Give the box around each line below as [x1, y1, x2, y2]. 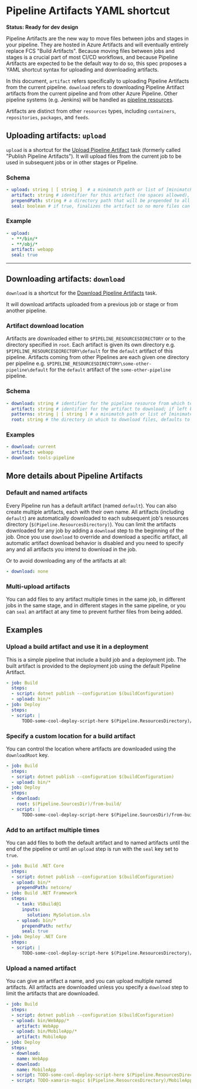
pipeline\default [6, 367, 49, 373]
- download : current [6, 444, 57, 450]
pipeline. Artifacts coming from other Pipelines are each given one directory [6, 354, 189, 361]
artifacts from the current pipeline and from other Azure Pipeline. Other [6, 90, 178, 97]
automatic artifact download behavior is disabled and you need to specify [6, 539, 184, 546]
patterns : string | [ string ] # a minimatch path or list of [11, 411, 167, 417]
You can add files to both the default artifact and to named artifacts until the [6, 839, 189, 846]
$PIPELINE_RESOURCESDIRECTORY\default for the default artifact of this [6, 347, 173, 354]
